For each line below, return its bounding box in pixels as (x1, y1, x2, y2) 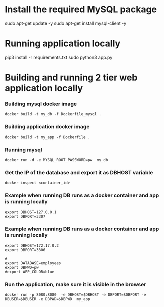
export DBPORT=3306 (5, 247, 46, 252)
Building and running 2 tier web (5, 72, 138, 83)
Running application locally (5, 38, 121, 49)
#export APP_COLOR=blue (5, 269, 55, 274)
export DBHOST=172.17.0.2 (5, 243, 59, 248)
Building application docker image (5, 123, 90, 130)
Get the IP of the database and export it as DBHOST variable (5, 169, 153, 176)
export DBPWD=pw (5, 265, 39, 270)
